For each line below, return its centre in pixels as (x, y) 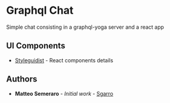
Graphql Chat (40, 10)
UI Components (36, 46)
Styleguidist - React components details (64, 60)
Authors (22, 79)
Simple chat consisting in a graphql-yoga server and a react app (85, 27)
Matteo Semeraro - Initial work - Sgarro (64, 93)
